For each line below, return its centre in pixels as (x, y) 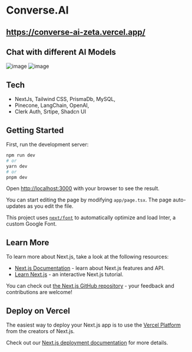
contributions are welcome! (39, 292)
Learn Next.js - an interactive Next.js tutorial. (69, 275)
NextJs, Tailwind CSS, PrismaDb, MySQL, (65, 99)
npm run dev (21, 155)
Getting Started (35, 130)
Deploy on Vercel (38, 311)
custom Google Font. (32, 224)
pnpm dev (17, 177)
